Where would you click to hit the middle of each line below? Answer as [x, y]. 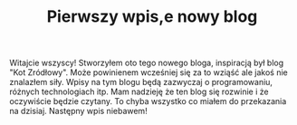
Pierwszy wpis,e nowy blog [152, 17]
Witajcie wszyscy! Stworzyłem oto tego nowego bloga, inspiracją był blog [147, 63]
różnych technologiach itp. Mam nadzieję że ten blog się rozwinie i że [139, 91]
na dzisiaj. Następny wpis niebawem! [78, 111]
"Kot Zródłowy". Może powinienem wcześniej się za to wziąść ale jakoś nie [148, 72]
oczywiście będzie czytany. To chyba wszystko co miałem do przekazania [148, 101]
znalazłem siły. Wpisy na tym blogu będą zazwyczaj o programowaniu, [141, 82]
